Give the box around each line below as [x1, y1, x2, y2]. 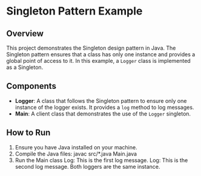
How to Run [6, 128, 51, 138]
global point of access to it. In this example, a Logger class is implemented [6, 57, 191, 64]
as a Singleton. [6, 64, 44, 71]
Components [6, 81, 56, 91]
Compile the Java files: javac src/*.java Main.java [15, 150, 137, 157]
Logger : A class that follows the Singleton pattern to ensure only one [15, 97, 187, 104]
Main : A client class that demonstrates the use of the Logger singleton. [15, 110, 191, 117]
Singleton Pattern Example [6, 4, 143, 18]
